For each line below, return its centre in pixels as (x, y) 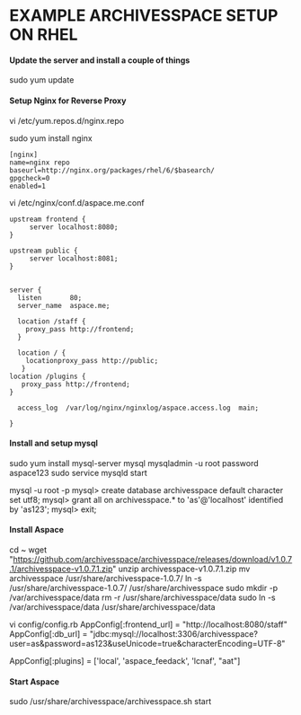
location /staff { (52, 321)
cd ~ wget (28, 550)
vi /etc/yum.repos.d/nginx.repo (66, 120)
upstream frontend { (48, 219)
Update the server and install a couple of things (100, 60)
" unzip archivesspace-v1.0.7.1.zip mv (181, 569)
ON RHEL (44, 35)
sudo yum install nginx (51, 138)
